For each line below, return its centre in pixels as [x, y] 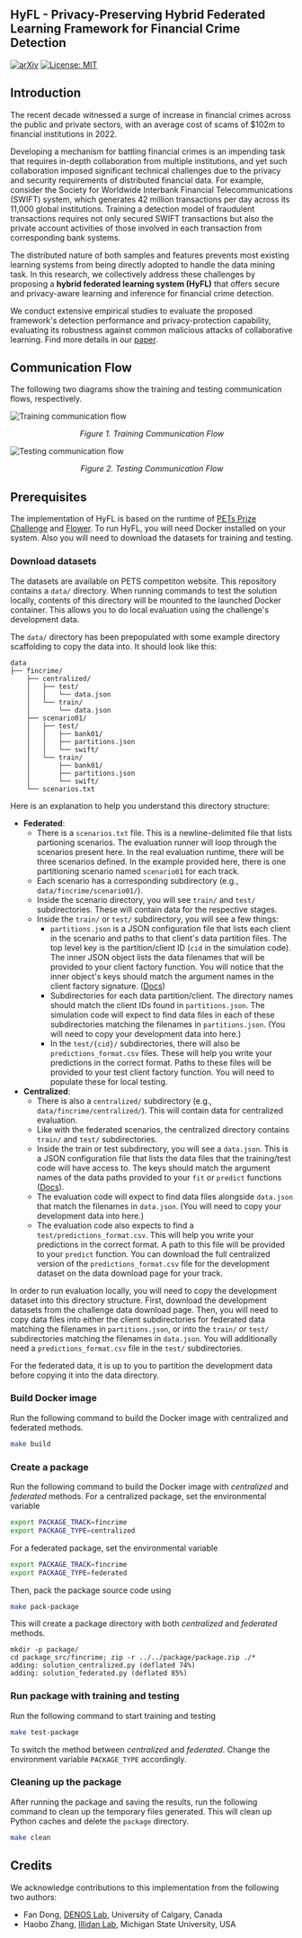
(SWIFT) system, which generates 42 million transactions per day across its [150, 199]
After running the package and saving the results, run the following [134, 1802]
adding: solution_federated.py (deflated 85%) [99, 1674]
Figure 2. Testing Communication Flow [152, 469]
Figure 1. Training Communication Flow [152, 434]
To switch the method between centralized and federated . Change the [140, 1749]
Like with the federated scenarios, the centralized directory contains [163, 1129]
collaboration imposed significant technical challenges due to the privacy [146, 170]
